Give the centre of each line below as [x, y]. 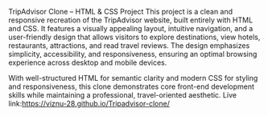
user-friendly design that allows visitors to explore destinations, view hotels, [134, 37]
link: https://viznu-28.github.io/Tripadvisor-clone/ [89, 104]
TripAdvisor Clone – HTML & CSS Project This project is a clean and [121, 12]
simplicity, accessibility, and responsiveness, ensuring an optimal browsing [133, 54]
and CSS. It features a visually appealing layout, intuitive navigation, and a [131, 28]
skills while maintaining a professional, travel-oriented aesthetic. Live [123, 95]
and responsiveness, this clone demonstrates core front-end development [132, 86]
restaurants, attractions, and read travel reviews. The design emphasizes [129, 46]
